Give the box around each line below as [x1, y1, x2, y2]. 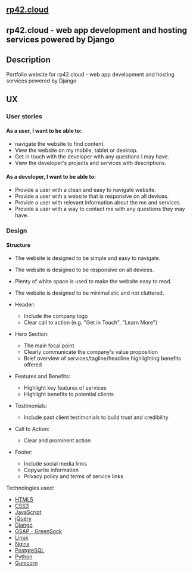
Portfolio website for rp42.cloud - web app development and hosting [6, 71, 175, 78]
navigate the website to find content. [14, 140, 105, 148]
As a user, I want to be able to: [6, 127, 82, 134]
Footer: [14, 448, 33, 456]
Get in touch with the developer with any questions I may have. [14, 153, 170, 160]
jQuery [14, 515, 32, 522]
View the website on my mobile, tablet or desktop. [14, 146, 138, 154]
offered [23, 361, 42, 368]
